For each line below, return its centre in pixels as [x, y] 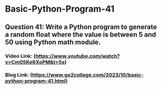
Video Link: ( [20, 56]
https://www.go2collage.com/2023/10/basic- [88, 75]
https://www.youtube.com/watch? [78, 56]
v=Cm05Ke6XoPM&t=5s [35, 62]
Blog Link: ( [19, 75]
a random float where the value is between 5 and [81, 34]
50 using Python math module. [53, 42]
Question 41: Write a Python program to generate [81, 27]
